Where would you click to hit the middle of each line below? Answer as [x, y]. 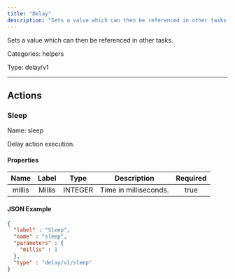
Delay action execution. [41, 144]
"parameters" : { [39, 243]
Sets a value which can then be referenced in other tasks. [90, 40]
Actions [24, 95]
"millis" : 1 [39, 250]
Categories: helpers [36, 54]
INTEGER [78, 190]
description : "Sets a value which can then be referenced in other [108, 20]
